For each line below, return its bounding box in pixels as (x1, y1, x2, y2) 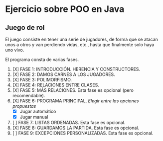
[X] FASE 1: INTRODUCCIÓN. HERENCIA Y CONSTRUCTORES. (12, 66, 141, 72)
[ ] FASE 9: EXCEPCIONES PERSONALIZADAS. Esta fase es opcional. (12, 130, 154, 136)
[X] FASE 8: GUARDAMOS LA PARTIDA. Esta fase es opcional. (12, 125, 140, 131)
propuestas (12, 103, 36, 109)
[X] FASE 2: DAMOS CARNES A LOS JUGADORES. (12, 71, 116, 77)
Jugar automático (19, 108, 56, 114)
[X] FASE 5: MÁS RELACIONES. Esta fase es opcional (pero (12, 87, 134, 93)
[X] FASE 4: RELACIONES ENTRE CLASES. (12, 82, 100, 88)
